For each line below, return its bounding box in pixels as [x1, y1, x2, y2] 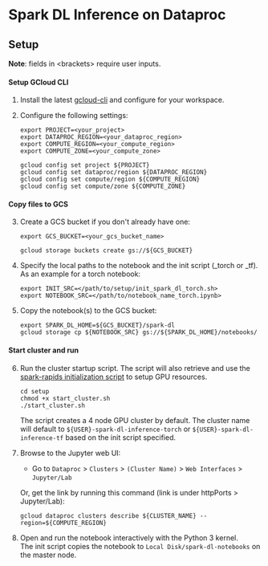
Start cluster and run [8, 345, 79, 355]
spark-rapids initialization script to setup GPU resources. [19, 372, 208, 381]
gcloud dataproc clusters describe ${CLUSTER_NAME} [19, 511, 197, 519]
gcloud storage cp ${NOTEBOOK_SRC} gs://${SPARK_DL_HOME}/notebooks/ [19, 328, 258, 336]
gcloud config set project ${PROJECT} [19, 161, 150, 169]
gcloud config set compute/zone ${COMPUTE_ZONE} [19, 182, 186, 190]
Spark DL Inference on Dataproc [8, 6, 226, 24]
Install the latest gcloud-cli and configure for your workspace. [19, 95, 225, 105]
